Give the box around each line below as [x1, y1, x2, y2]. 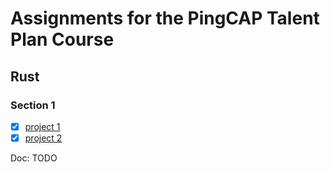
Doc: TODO [10, 152, 58, 164]
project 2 [24, 132, 63, 144]
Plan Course [10, 28, 115, 51]
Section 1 [10, 98, 56, 112]
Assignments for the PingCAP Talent [10, 7, 320, 30]
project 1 [24, 120, 61, 132]
